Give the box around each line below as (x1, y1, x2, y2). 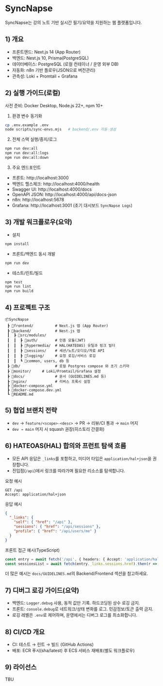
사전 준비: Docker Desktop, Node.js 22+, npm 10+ (5, 102, 103, 108)
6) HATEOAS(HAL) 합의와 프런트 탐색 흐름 (5, 442, 127, 450)
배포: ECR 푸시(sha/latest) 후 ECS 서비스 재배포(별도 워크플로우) (12, 648, 135, 653)
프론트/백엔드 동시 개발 (12, 251, 56, 257)
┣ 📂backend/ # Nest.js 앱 (7, 328, 81, 333)
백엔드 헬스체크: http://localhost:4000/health (12, 180, 100, 187)
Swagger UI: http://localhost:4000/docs (12, 186, 92, 192)
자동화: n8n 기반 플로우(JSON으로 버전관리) (12, 67, 96, 73)
